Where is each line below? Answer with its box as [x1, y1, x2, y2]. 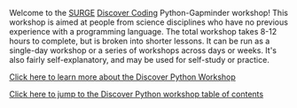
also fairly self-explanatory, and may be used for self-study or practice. [9, 55, 270, 65]
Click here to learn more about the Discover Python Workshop [9, 72, 237, 82]
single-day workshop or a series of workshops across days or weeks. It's [9, 45, 277, 56]
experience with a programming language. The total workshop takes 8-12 [9, 27, 277, 36]
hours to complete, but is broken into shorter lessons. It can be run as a [9, 35, 270, 46]
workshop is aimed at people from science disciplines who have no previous [9, 17, 288, 27]
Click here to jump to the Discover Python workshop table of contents [9, 89, 264, 99]
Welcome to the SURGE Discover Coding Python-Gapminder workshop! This [9, 8, 288, 18]
